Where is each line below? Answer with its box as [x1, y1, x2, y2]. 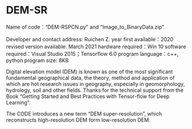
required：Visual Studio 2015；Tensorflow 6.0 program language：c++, [6, 50, 179, 57]
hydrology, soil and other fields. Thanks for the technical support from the [6, 87, 184, 94]
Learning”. [6, 99, 31, 106]
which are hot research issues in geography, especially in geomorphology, [6, 80, 185, 87]
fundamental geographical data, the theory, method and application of [6, 74, 175, 81]
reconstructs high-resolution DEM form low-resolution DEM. [6, 116, 151, 123]
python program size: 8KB [6, 56, 69, 64]
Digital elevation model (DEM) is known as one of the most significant [6, 68, 173, 75]
